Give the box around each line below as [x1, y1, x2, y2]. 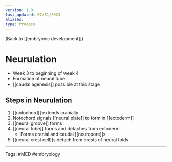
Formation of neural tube [12, 76, 66, 82]
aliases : [5, 17, 24, 22]
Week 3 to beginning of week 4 [12, 70, 79, 76]
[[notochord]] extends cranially [12, 110, 78, 115]
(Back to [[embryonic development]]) [5, 36, 83, 42]
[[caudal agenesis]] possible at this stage [12, 81, 100, 87]
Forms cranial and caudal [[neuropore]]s [20, 131, 106, 137]
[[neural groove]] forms [12, 120, 62, 126]
